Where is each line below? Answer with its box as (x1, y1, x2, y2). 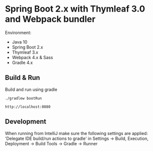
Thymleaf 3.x (12, 49, 39, 55)
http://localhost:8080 (5, 104, 51, 109)
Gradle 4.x (12, 60, 33, 65)
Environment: (5, 30, 31, 35)
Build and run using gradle (5, 86, 57, 92)
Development (5, 118, 47, 126)
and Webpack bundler (5, 14, 96, 25)
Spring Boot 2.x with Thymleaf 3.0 (5, 3, 145, 15)
